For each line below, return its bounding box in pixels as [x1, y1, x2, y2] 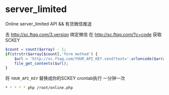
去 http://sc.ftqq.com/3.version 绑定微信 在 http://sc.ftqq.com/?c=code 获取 [5, 31, 162, 37]
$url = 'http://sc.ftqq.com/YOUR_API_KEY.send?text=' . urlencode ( [14, 56, 154, 61]
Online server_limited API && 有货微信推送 [5, 21, 92, 27]
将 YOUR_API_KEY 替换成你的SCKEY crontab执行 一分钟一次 [5, 75, 125, 81]
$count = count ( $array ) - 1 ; [5, 47, 66, 52]
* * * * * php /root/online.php [5, 85, 73, 90]
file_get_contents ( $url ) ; [14, 61, 69, 66]
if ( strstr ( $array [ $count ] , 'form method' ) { [5, 51, 98, 56]
